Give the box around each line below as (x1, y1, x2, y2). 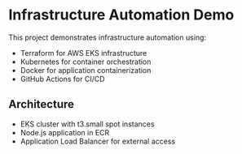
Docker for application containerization (20, 65, 152, 75)
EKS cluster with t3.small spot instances (20, 119, 155, 129)
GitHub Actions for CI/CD (20, 74, 105, 83)
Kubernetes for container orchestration (20, 57, 152, 66)
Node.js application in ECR (20, 127, 110, 137)
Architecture (8, 97, 75, 111)
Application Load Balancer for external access (20, 136, 176, 146)
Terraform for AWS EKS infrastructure (20, 48, 147, 58)
